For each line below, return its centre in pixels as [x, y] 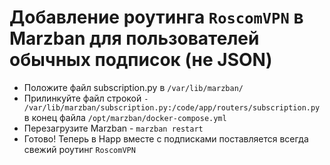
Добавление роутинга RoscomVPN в [156, 17]
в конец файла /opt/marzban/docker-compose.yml [125, 117]
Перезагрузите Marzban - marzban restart [113, 128]
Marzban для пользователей [134, 38]
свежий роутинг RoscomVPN [79, 149]
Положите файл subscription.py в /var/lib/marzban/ [133, 87]
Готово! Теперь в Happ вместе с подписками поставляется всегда [166, 138]
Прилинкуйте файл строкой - [86, 98]
